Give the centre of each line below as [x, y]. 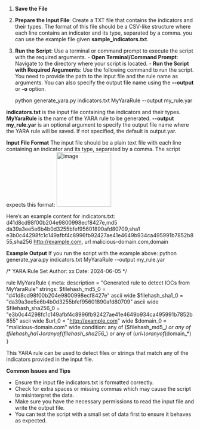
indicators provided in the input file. [50, 359]
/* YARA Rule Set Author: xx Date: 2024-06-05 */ [67, 271]
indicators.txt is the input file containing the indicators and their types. [93, 112]
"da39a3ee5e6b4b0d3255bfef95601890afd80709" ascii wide [83, 302]
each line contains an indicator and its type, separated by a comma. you [103, 33]
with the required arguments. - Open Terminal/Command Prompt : [96, 57]
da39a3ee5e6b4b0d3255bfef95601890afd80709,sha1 [73, 229]
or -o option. [30, 89]
